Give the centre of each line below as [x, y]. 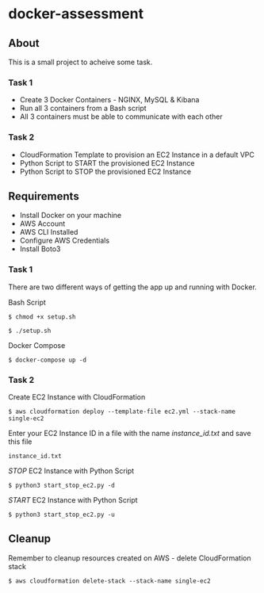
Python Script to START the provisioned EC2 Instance [107, 163]
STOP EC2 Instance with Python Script [71, 471]
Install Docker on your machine [70, 216]
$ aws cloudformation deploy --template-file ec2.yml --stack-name [122, 411]
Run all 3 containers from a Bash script [83, 109]
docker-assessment [76, 14]
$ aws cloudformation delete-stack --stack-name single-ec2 [110, 581]
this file [20, 442]
